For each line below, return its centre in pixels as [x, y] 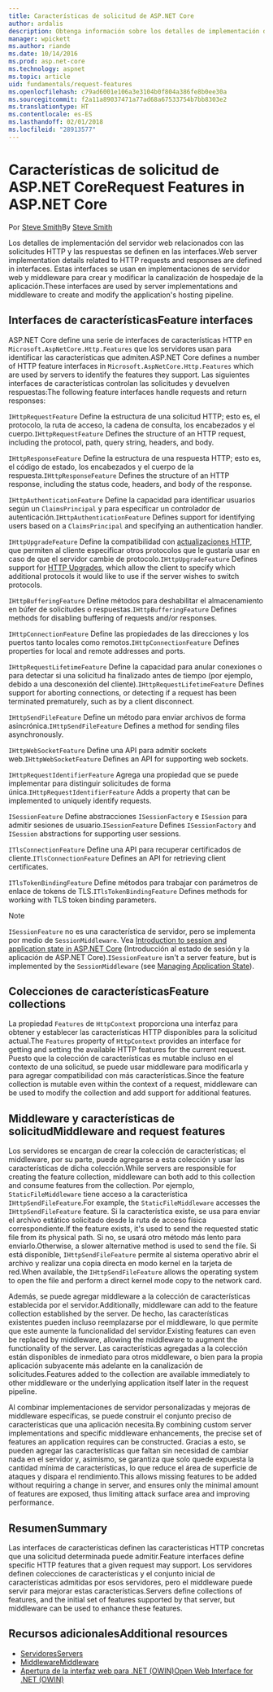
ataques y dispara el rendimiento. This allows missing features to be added [133, 1477]
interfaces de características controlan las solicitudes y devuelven [119, 383]
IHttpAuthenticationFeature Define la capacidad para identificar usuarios [132, 500]
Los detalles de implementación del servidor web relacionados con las [126, 243]
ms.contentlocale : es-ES [50, 115]
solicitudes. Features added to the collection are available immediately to [129, 1374]
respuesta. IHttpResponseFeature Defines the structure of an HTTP [119, 475]
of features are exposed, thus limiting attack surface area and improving [129, 1494]
